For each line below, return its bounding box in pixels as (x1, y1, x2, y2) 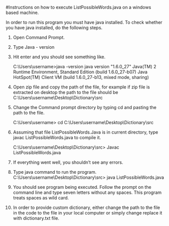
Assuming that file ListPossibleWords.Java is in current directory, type (13, 129, 158, 135)
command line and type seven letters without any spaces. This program (13, 189, 162, 195)
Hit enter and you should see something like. (13, 54, 106, 60)
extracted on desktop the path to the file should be (13, 89, 119, 95)
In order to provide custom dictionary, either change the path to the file (13, 204, 160, 210)
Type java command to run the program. (13, 169, 97, 175)
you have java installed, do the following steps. (6, 25, 103, 31)
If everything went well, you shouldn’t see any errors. (13, 159, 124, 165)
